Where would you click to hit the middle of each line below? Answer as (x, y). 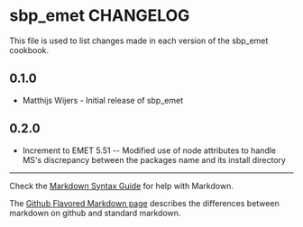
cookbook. (29, 50)
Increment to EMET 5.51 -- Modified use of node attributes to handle (149, 150)
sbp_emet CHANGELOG (100, 16)
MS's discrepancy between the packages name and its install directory (154, 159)
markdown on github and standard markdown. (95, 213)
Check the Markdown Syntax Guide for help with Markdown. (122, 186)
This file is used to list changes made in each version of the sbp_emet (139, 41)
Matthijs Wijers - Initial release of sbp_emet (102, 100)
